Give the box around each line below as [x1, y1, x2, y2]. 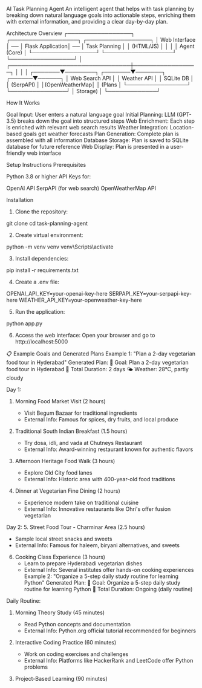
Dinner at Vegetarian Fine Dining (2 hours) [15, 487, 121, 495]
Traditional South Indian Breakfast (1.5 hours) [15, 427, 128, 435]
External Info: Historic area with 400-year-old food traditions [24, 476, 175, 482]
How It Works [6, 99, 41, 106]
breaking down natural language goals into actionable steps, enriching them [6, 11, 195, 19]
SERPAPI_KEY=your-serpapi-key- [108, 290, 192, 297]
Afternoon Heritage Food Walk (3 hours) [15, 458, 116, 464]
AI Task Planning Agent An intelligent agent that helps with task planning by [6, 5, 195, 12]
